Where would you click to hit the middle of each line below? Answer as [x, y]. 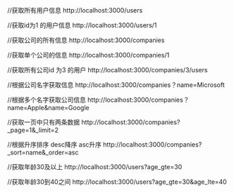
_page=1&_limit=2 [33, 130]
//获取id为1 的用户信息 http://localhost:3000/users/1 [82, 25]
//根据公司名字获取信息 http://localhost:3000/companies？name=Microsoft [116, 85]
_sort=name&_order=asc [43, 152]
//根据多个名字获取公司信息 [47, 100]
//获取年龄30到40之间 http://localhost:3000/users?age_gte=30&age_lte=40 [117, 182]
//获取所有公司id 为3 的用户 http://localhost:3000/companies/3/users [107, 70]
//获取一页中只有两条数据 [44, 122]
